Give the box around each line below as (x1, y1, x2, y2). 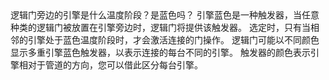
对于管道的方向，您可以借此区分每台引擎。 (27, 59, 203, 71)
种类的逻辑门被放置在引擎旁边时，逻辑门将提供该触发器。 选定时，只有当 (10, 22, 311, 33)
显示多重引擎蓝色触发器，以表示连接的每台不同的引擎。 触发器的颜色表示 (10, 47, 311, 58)
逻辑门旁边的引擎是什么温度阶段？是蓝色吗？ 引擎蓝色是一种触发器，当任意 (10, 9, 320, 21)
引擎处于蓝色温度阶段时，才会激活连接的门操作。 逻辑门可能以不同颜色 (27, 34, 320, 46)
